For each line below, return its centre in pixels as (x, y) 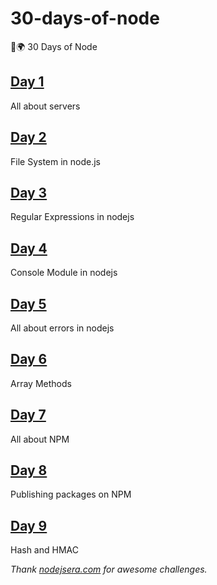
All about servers (45, 106)
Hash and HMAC (44, 550)
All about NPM (40, 439)
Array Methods (41, 383)
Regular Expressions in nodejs (72, 217)
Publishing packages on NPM (71, 494)
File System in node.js (56, 161)
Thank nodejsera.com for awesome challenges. (109, 569)
